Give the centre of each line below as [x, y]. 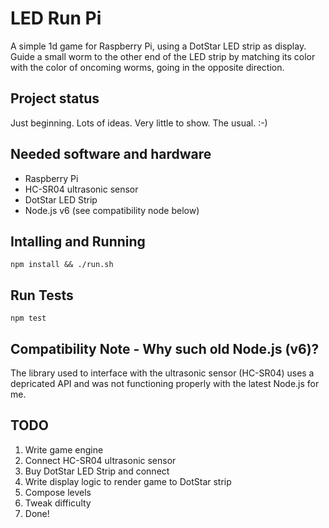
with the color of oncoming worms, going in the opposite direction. [147, 67]
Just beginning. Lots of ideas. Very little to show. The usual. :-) [139, 123]
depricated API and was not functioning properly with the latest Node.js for [165, 383]
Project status [55, 98]
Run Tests [42, 295]
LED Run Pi [56, 18]
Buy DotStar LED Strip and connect [97, 471]
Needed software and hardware [111, 154]
